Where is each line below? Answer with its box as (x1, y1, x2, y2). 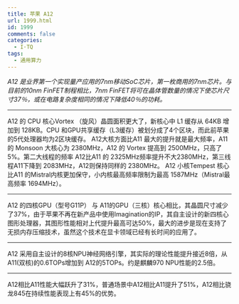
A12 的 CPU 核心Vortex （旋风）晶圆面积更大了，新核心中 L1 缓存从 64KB (7, 117, 222, 125)
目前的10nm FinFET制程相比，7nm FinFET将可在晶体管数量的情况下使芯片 (7, 86, 223, 95)
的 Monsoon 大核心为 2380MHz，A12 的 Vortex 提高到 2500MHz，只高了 (7, 143, 223, 152)
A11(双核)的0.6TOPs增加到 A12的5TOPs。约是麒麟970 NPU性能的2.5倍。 (7, 258, 220, 267)
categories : (7, 37, 43, 44)
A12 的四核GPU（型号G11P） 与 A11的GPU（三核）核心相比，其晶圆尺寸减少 (7, 201, 229, 209)
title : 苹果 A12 (7, 10, 53, 18)
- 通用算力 (14, 57, 42, 64)
